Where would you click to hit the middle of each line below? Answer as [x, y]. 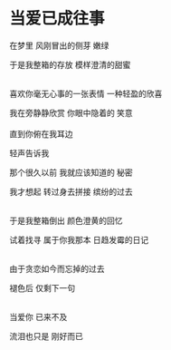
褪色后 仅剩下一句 [42, 287]
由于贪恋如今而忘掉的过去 [57, 268]
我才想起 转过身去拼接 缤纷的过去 [71, 191]
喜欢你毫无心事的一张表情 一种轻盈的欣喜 [86, 93]
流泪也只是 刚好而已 [46, 335]
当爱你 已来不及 [38, 316]
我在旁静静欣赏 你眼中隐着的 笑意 [71, 112]
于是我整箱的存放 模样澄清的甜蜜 [70, 64]
